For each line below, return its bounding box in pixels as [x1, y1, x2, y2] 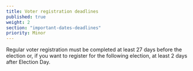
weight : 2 [6, 19, 31, 25]
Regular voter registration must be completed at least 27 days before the [6, 46, 182, 53]
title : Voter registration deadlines [6, 8, 99, 15]
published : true [6, 14, 46, 20]
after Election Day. [6, 59, 51, 66]
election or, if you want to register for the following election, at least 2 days [6, 52, 188, 59]
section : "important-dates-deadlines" [6, 24, 101, 31]
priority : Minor [6, 30, 46, 36]
